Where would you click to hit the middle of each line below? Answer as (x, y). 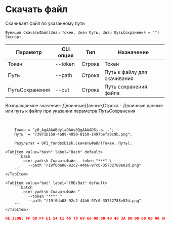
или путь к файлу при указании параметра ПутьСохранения (70, 111)
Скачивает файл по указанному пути (45, 23)
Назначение (134, 52)
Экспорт (13, 37)
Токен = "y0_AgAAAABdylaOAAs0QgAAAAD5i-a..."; (64, 130)
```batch (24, 187)
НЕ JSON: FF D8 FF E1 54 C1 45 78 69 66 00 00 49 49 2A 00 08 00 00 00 (82, 218)
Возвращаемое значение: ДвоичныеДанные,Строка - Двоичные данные (84, 105)
